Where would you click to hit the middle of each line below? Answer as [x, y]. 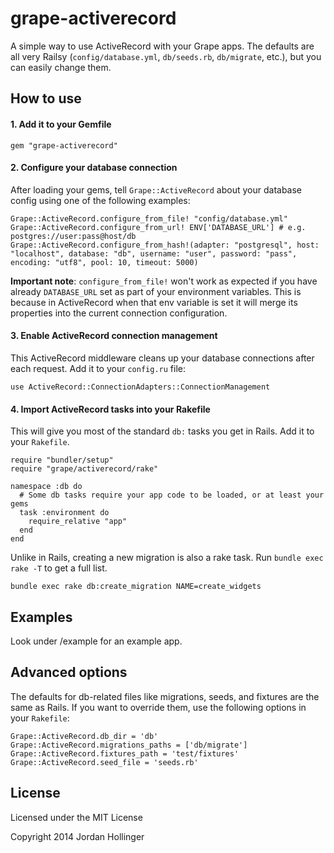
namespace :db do [46, 487]
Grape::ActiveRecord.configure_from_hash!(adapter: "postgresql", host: [165, 245]
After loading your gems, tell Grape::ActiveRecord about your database [156, 189]
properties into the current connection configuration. [119, 313]
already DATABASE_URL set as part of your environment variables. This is [156, 291]
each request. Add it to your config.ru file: [98, 368]
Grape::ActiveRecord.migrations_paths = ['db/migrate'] [129, 745]
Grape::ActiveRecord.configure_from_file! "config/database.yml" [149, 218]
